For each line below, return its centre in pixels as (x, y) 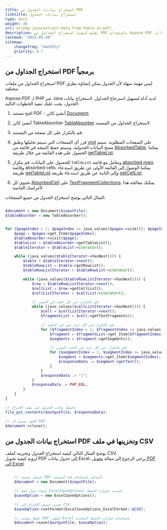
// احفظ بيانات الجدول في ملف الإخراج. (41, 407)
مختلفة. (12, 89)
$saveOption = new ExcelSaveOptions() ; (55, 495)
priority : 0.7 (29, 51)
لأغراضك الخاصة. (28, 188)
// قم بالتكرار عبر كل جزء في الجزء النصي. (89, 348)
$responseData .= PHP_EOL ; (60, 385)
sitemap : (14, 42)
